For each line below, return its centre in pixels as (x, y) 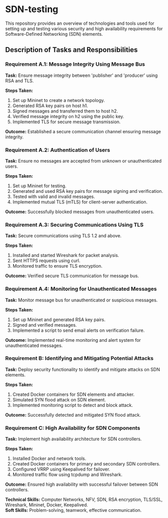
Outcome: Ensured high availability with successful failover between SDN (82, 484)
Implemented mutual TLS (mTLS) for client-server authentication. (80, 202)
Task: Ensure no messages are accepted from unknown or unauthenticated (83, 161)
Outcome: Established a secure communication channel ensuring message (83, 131)
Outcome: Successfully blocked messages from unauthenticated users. (80, 212)
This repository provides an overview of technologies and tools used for (80, 23)
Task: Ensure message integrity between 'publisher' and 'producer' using (81, 75)
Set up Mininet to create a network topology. (59, 100)
